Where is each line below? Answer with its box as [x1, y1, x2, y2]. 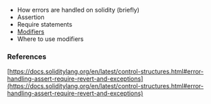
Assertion [16, 13, 45, 21]
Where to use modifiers [16, 35, 84, 43]
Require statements [16, 21, 73, 28]
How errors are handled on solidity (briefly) [16, 6, 140, 14]
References [7, 51, 47, 61]
